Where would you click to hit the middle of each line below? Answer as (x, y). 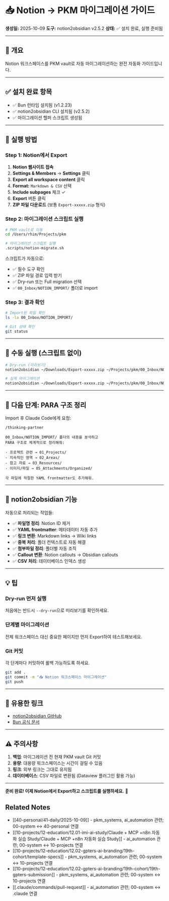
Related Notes (28, 807)
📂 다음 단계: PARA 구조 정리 (46, 405)
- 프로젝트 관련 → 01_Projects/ (36, 452)
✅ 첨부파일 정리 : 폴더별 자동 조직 (45, 548)
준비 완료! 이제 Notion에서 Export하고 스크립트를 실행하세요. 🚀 (67, 791)
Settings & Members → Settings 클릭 (51, 173)
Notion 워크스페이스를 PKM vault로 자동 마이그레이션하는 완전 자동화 (73, 63)
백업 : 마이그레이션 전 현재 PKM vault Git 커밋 (57, 757)
